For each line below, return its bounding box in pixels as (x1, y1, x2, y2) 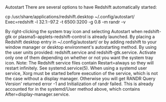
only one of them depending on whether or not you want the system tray (5, 55, 154, 61)
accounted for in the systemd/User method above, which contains (5, 86, 140, 92)
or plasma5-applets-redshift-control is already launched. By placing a (12, 34, 155, 39)
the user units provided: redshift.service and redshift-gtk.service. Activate (5, 49, 156, 55)
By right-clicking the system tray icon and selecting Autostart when (5, 29, 143, 34)
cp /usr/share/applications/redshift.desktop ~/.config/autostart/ (5, 14, 135, 19)
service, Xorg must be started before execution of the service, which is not (5, 70, 158, 76)
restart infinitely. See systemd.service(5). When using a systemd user (5, 65, 147, 71)
